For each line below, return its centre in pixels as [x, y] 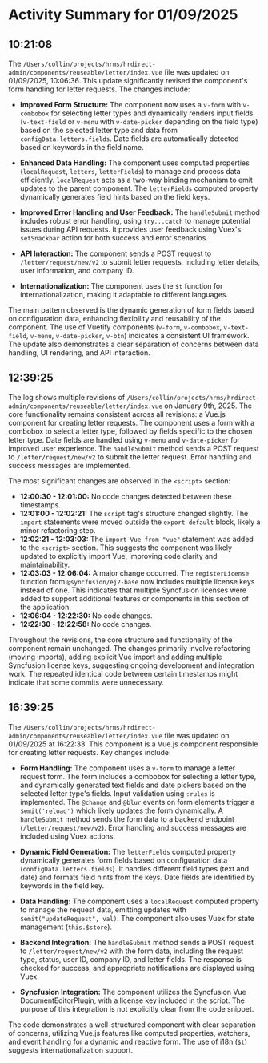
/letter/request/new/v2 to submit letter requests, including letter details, [140, 262]
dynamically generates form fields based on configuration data [124, 860]
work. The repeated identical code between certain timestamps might [123, 673]
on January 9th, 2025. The [208, 406]
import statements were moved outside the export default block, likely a [140, 522]
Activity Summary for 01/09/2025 [123, 15]
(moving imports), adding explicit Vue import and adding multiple [115, 657]
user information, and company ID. [77, 271]
